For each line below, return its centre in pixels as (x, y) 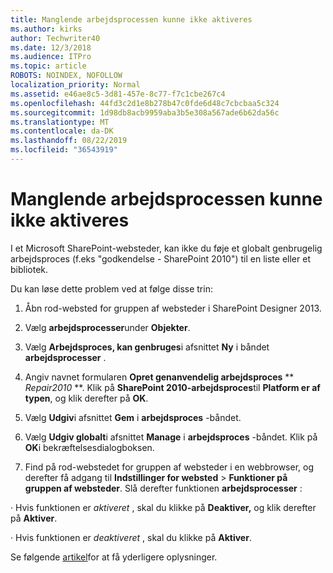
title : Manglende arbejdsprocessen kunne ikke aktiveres (131, 19)
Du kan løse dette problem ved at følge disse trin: (111, 288)
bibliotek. (29, 269)
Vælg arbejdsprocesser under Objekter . (107, 327)
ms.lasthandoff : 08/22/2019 (69, 141)
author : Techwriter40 (55, 38)
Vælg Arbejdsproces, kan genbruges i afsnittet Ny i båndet (147, 347)
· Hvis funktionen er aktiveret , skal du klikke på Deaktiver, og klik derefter (163, 507)
